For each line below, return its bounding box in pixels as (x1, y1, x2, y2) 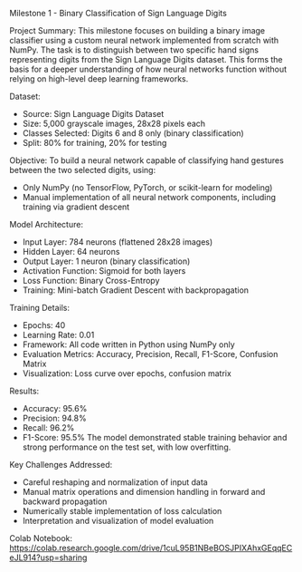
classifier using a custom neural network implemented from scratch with (9, 35, 279, 45)
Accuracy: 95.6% (22, 403, 88, 413)
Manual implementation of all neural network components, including (22, 192, 277, 202)
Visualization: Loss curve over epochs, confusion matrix (22, 368, 232, 379)
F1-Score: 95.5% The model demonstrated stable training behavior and (22, 432, 288, 442)
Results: (9, 385, 40, 396)
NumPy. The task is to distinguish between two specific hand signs (9, 44, 260, 55)
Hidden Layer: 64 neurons (22, 247, 120, 257)
